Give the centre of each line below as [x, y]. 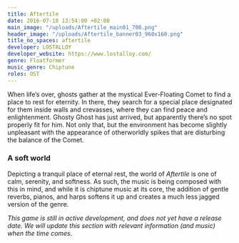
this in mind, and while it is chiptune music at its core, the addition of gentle [118, 189]
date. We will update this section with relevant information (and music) [111, 225]
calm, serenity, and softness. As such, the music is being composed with [115, 181]
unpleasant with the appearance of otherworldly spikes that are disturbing [116, 132]
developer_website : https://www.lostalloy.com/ [80, 54]
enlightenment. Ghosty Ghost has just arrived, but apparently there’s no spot [119, 117]
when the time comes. [40, 233]
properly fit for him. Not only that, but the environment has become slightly [117, 124]
